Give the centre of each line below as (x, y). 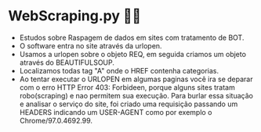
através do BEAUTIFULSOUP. (67, 62)
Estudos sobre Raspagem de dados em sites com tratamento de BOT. (132, 37)
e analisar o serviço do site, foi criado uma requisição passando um (129, 104)
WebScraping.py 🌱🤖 (75, 16)
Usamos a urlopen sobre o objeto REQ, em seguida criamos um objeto (133, 54)
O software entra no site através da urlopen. (91, 45)
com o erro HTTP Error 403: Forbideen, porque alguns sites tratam (127, 87)
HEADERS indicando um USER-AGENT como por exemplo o (116, 112)
